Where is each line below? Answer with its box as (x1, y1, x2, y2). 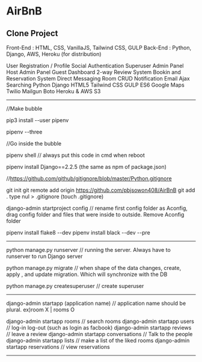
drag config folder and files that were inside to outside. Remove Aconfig (6, 211, 185, 218)
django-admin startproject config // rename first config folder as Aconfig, (6, 204, 188, 212)
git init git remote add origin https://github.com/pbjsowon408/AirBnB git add (6, 186, 195, 194)
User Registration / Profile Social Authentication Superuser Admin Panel (6, 62, 184, 69)
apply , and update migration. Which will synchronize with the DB (6, 271, 168, 278)
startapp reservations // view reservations (6, 343, 110, 350)
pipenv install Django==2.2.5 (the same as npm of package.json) (6, 164, 167, 170)
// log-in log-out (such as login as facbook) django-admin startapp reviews (6, 324, 192, 331)
